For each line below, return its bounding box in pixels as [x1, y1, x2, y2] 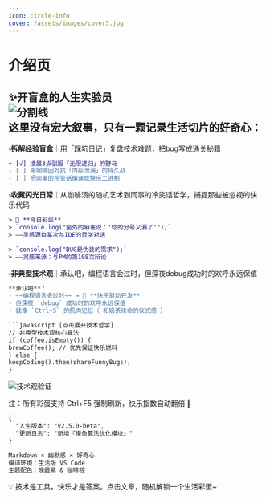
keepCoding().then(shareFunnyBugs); [8, 359, 131, 367]
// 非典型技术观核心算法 [8, 328, 80, 337]
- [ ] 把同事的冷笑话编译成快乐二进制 [8, 174, 121, 183]
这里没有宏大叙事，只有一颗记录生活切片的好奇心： [8, 121, 262, 135]
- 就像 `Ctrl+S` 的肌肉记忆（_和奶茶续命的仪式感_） [8, 306, 167, 315]
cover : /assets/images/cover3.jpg [8, 19, 125, 27]
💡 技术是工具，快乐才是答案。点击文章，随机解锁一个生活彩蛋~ [8, 482, 217, 492]
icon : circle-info [8, 11, 70, 20]
